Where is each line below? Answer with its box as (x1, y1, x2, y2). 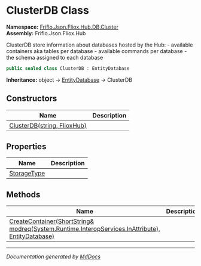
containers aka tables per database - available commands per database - (6, 47, 187, 54)
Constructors (6, 94, 57, 104)
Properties (6, 141, 47, 152)
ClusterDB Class (6, 4, 90, 17)
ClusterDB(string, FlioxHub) (9, 121, 87, 129)
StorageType (9, 169, 45, 178)
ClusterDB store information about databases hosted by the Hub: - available (6, 41, 193, 48)
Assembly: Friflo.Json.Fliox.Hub (6, 29, 86, 36)
